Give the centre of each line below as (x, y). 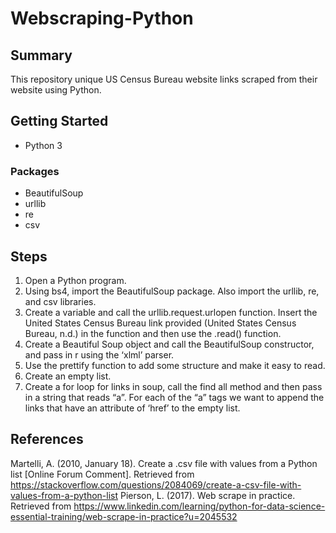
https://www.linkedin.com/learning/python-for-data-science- (199, 506)
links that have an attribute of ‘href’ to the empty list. (132, 408)
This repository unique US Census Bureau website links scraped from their (164, 79)
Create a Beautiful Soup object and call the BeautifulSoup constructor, (169, 344)
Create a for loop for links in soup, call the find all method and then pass (173, 386)
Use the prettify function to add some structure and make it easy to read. (175, 365)
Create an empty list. (68, 376)
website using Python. (56, 90)
